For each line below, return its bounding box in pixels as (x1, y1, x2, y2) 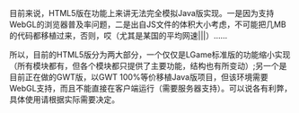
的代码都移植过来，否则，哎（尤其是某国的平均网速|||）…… (9, 30, 228, 40)
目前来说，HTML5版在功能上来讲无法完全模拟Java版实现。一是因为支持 (9, 8, 275, 18)
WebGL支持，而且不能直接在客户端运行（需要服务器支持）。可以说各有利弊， (9, 83, 293, 93)
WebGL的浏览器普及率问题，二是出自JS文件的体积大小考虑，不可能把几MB (9, 19, 286, 30)
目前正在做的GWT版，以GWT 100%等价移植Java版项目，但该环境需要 (9, 72, 268, 83)
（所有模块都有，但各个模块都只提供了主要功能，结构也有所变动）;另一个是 (9, 61, 287, 71)
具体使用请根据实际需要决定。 (9, 94, 119, 105)
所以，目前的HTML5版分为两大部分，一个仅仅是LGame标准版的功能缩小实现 (9, 49, 291, 60)
